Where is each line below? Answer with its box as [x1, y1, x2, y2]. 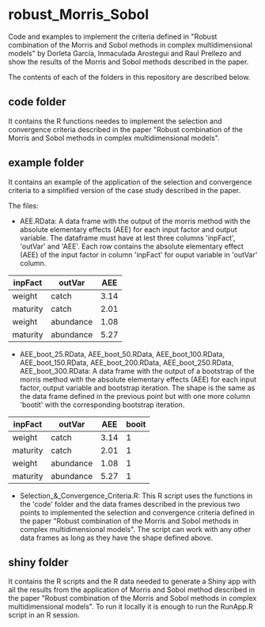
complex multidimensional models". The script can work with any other [19, 524, 252, 534]
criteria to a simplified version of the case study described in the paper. [8, 185, 241, 195]
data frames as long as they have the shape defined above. [19, 533, 214, 542]
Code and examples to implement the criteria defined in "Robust [8, 32, 218, 41]
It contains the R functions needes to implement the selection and [8, 116, 223, 126]
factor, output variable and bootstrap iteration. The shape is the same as [19, 382, 256, 393]
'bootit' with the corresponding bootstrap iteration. [19, 400, 185, 409]
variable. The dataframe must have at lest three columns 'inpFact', [19, 233, 236, 242]
